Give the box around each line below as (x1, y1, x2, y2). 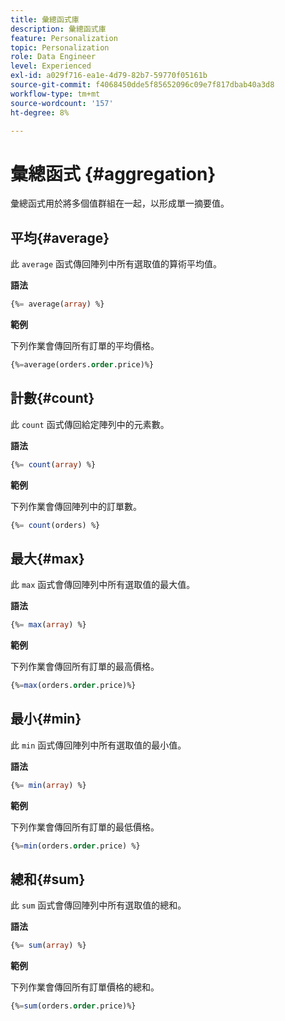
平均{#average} (10, 229, 110, 246)
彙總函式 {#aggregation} (10, 162, 217, 185)
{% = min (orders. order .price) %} (10, 841, 141, 851)
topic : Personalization (10, 42, 110, 53)
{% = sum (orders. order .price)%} (10, 1001, 137, 1011)
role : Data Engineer (10, 52, 97, 62)
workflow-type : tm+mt (10, 89, 101, 99)
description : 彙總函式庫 (10, 24, 107, 34)
